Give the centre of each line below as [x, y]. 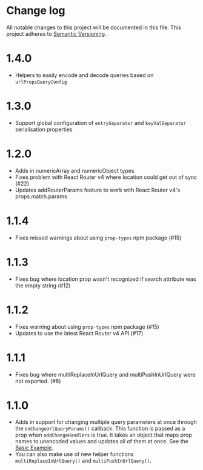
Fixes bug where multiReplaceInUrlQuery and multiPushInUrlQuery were [105, 374]
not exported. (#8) [38, 381]
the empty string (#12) [43, 285]
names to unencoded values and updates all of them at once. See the [102, 441]
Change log [36, 11]
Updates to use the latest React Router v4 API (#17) [79, 333]
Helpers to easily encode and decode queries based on [84, 75]
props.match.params [41, 196]
